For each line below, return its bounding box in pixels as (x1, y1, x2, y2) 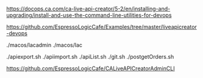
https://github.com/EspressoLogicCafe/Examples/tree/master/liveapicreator (6, 24, 197, 30)
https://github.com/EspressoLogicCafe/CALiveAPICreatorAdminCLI (6, 65, 175, 72)
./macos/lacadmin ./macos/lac (6, 42, 82, 48)
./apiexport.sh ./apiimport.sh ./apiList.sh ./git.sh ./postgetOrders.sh (6, 53, 174, 60)
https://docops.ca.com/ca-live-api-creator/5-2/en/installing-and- (6, 5, 171, 12)
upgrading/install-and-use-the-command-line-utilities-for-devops (6, 11, 172, 19)
